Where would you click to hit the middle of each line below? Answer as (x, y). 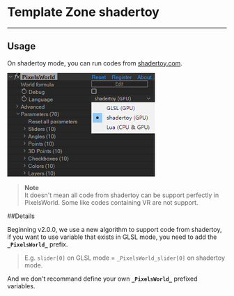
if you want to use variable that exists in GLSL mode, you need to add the (112, 237)
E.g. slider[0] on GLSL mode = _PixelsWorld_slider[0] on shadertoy (124, 258)
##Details (21, 216)
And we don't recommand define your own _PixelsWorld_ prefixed (102, 279)
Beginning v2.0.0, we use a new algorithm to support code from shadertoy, (115, 229)
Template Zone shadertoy (84, 12)
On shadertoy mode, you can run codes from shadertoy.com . (95, 63)
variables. (21, 286)
